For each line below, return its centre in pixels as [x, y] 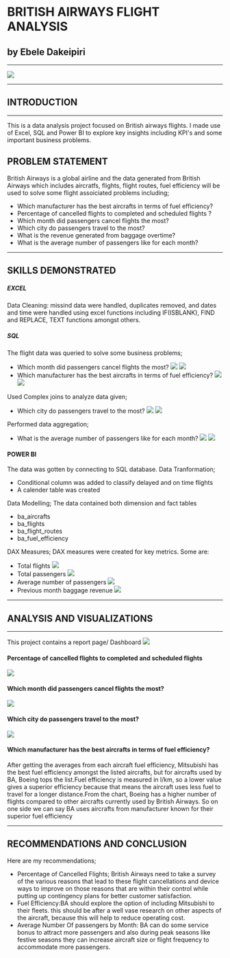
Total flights [34, 566]
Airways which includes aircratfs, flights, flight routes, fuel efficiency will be [114, 185]
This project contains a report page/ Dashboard [74, 642]
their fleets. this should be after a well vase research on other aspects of [119, 910]
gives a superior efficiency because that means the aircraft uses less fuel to [114, 786]
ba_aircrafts [34, 516]
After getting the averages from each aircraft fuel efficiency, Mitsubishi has [113, 765]
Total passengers [41, 574]
